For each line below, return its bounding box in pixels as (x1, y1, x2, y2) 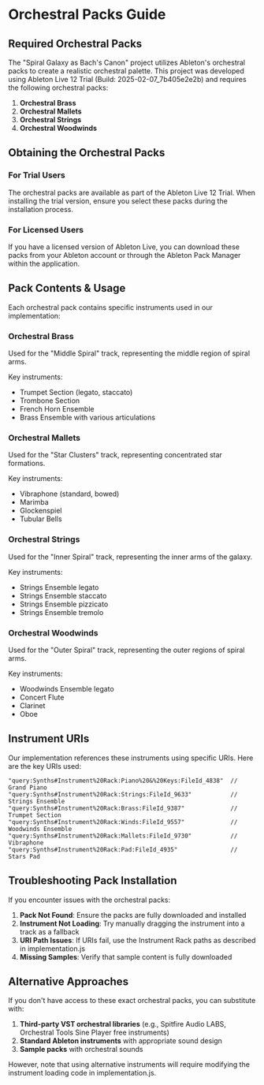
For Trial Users (8, 170, 65, 181)
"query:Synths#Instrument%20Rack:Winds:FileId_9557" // (8, 818, 238, 826)
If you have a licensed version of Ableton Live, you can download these (8, 242, 240, 252)
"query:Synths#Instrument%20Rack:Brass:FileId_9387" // (8, 804, 238, 812)
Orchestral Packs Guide (8, 6, 166, 24)
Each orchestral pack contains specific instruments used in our (8, 302, 213, 312)
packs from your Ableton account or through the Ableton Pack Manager (8, 250, 241, 259)
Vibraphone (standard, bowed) (19, 489, 120, 498)
